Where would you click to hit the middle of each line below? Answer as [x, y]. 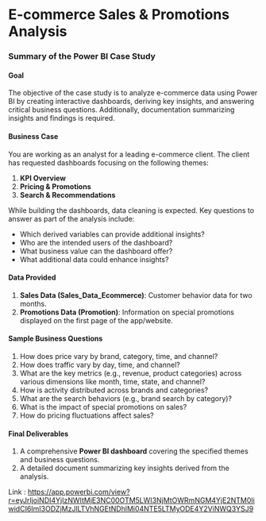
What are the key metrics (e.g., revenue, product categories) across [131, 373]
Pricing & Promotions [55, 186]
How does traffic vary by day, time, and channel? [100, 365]
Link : [17, 492]
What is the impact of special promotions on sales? [103, 407]
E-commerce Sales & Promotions [119, 15]
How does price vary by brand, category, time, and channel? [119, 356]
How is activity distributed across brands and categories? [114, 390]
